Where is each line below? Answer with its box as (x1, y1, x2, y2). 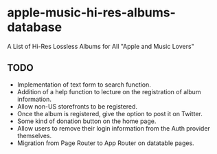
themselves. (16, 131, 52, 140)
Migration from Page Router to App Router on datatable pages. (16, 139, 194, 147)
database (7, 19, 62, 35)
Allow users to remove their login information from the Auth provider (16, 124, 211, 132)
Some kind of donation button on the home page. (16, 117, 157, 125)
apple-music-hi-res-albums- (7, 5, 176, 21)
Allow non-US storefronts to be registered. (16, 102, 137, 111)
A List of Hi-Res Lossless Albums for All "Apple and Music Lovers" (7, 42, 194, 50)
